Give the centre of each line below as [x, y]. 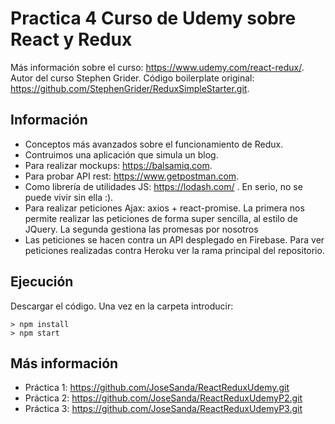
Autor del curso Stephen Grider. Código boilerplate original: [132, 78]
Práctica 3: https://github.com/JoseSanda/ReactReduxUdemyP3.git [163, 409]
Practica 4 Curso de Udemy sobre [153, 18]
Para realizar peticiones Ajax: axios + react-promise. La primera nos [164, 208]
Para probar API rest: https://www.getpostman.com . [132, 176]
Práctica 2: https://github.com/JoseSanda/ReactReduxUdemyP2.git [163, 398]
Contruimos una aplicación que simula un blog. [121, 154]
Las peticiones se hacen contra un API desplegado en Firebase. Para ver [174, 239]
